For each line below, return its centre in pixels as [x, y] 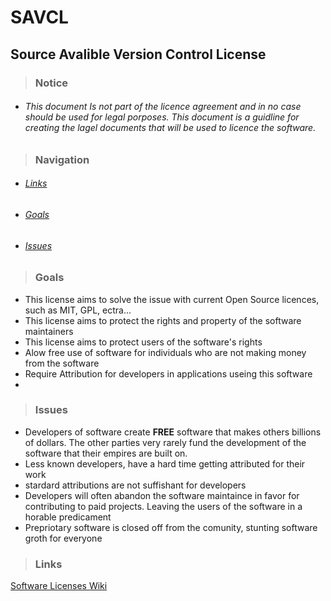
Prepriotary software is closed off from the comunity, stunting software [171, 527]
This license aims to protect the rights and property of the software [163, 320]
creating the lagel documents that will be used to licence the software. [170, 128]
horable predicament [68, 517]
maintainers [49, 331]
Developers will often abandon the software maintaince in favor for [162, 495]
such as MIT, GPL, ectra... [78, 310]
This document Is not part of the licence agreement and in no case [163, 107]
